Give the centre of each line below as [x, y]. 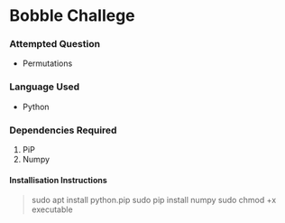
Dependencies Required [63, 130]
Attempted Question [55, 44]
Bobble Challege [72, 16]
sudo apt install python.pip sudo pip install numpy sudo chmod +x [154, 200]
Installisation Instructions [59, 180]
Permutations [47, 63]
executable [52, 209]
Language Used [45, 87]
